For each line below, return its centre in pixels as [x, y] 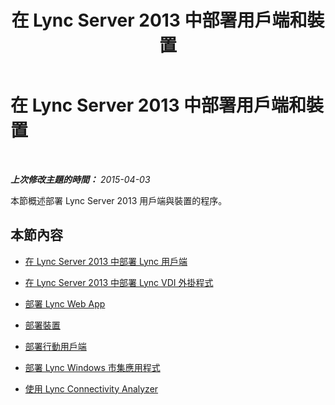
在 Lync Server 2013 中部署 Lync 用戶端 [106, 261]
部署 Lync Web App [65, 303]
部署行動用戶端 [55, 346]
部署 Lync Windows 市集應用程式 [92, 367]
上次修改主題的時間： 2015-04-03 [80, 179]
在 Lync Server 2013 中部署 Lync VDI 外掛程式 [119, 282]
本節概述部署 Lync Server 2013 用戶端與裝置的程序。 [119, 200]
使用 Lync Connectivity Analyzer [91, 388]
